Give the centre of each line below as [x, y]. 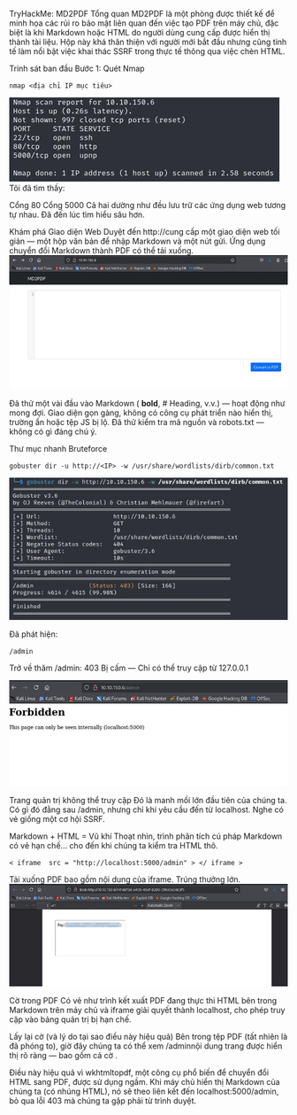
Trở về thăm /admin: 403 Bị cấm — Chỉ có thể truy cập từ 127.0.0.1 [129, 668]
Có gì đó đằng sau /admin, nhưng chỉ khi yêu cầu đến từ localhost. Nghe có [147, 809]
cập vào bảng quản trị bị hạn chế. [70, 1019]
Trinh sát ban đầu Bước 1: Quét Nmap [77, 68]
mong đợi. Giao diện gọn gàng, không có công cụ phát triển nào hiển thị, [141, 413]
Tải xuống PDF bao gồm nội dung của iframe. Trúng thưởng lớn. [125, 879]
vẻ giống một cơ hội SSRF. [57, 819]
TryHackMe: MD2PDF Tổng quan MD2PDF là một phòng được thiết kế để [142, 14]
